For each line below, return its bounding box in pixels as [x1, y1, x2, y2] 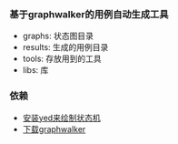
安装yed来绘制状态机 [22, 112, 102, 123]
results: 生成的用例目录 [22, 42, 109, 53]
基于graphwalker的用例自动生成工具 [9, 7, 170, 20]
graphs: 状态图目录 [22, 30, 94, 42]
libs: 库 [22, 65, 49, 76]
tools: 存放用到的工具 [22, 53, 102, 65]
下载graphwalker [22, 123, 86, 134]
